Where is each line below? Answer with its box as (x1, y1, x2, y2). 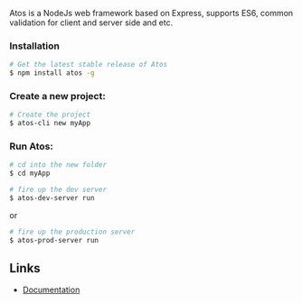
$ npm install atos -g (9, 69, 95, 78)
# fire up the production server (9, 227, 136, 236)
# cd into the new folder (9, 161, 107, 170)
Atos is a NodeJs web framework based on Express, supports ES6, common (9, 8, 294, 18)
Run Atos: (9, 140, 54, 152)
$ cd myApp (9, 169, 51, 179)
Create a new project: (9, 89, 106, 102)
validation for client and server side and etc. (9, 17, 174, 28)
